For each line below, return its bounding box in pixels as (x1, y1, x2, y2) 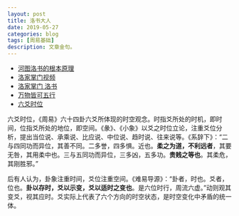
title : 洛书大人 (7, 17, 51, 24)
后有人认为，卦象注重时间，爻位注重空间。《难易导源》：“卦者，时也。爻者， (7, 175, 229, 182)
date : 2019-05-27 (7, 24, 59, 31)
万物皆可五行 (17, 91, 55, 99)
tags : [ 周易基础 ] (7, 37, 55, 44)
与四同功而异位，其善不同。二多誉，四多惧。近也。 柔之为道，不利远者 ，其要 (7, 142, 232, 150)
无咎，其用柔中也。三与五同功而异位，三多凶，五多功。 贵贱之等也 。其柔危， (7, 150, 232, 159)
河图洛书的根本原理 (17, 64, 75, 72)
